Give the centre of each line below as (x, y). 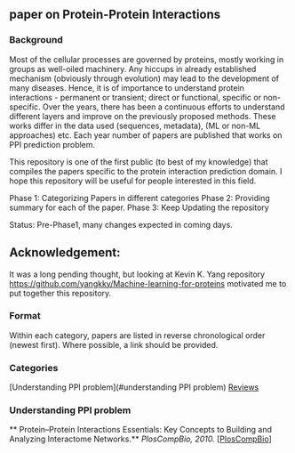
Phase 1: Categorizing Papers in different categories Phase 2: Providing (140, 198)
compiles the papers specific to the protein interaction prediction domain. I (146, 171)
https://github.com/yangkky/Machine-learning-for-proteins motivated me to (148, 283)
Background (36, 40)
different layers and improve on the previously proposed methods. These (143, 116)
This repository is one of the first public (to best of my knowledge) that (139, 162)
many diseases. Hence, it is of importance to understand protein (127, 87)
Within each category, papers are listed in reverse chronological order (137, 335)
